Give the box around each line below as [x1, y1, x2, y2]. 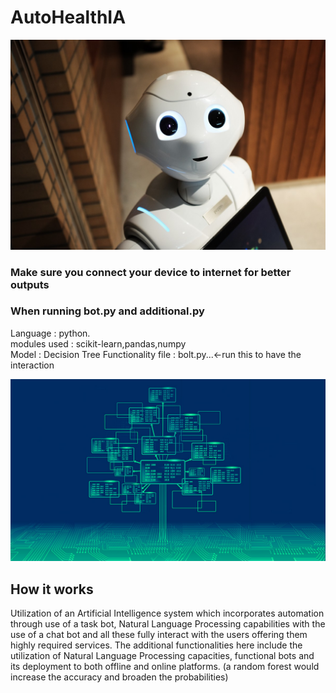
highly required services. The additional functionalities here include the [10, 639, 303, 651]
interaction [10, 359, 55, 371]
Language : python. [10, 327, 91, 339]
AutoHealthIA [10, 6, 127, 29]
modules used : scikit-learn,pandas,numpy [10, 337, 187, 350]
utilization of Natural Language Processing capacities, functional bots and [10, 650, 315, 662]
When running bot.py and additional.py [10, 304, 205, 318]
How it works [10, 581, 94, 598]
